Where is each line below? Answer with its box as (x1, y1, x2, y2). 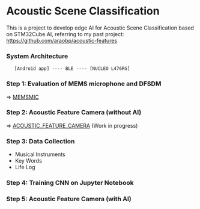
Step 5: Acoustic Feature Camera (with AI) (6, 195, 132, 203)
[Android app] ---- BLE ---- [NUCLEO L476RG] (14, 66, 130, 72)
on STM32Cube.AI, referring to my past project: (6, 30, 124, 37)
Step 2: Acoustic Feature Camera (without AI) (6, 108, 142, 117)
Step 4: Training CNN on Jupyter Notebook (6, 179, 134, 187)
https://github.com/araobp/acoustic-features (6, 37, 118, 44)
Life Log (14, 164, 35, 171)
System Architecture (6, 52, 68, 60)
